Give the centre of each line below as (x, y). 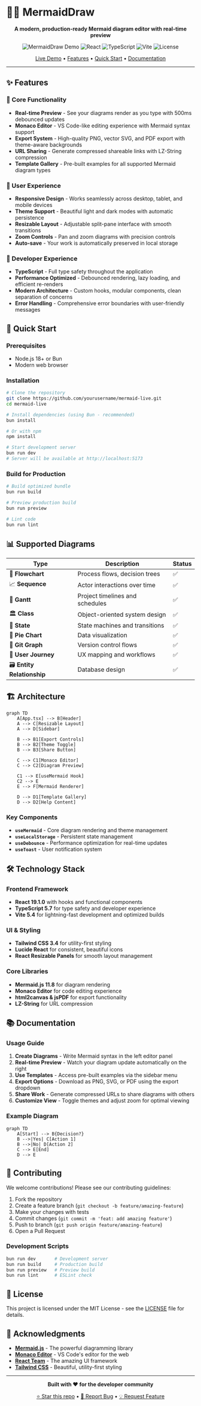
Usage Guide (25, 1043)
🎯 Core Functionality (36, 100)
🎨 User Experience (33, 185)
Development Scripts (37, 1246)
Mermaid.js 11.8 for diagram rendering (63, 984)
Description (122, 564)
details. (15, 1315)
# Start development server (41, 448)
